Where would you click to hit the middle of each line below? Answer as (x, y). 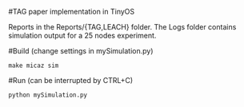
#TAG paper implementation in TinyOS (71, 12)
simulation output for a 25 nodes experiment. (82, 36)
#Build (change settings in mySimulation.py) (81, 51)
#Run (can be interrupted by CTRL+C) (71, 80)
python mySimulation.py (48, 95)
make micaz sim (34, 65)
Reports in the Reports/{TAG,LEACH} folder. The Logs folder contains (122, 27)
